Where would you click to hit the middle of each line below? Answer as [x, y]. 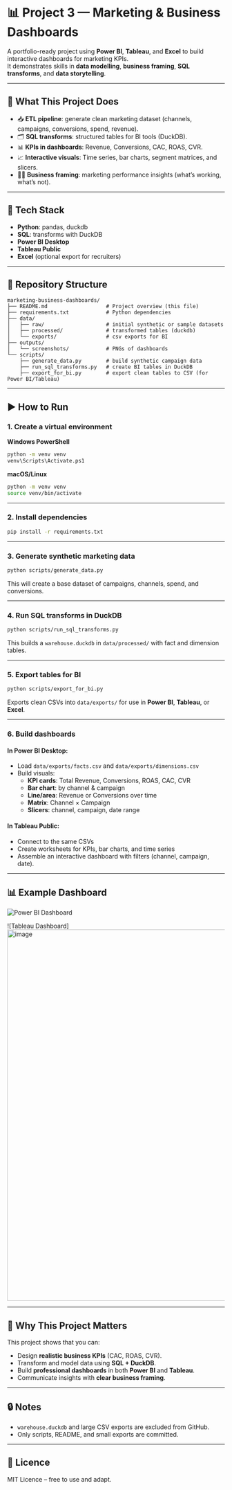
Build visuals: [36, 773]
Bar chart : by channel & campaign [76, 788]
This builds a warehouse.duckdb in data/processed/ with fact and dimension [113, 643]
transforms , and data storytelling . [57, 73]
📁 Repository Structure [57, 284]
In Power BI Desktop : [38, 751]
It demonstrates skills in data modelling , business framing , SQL [98, 66]
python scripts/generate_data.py [55, 571]
